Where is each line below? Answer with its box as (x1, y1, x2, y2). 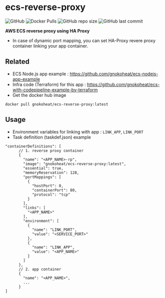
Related (5, 57, 30, 66)
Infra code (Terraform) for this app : (12, 81, 86, 87)
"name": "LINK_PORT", (31, 227, 77, 232)
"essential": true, (23, 166, 64, 171)
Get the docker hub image (12, 92, 66, 98)
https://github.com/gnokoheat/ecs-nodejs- (69, 71, 158, 77)
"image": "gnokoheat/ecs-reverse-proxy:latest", (23, 161, 126, 167)
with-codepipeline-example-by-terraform (12, 87, 98, 93)
